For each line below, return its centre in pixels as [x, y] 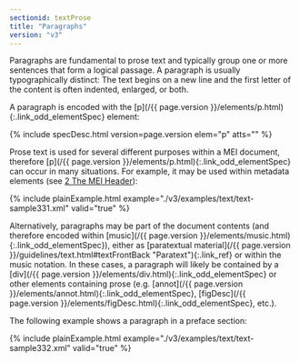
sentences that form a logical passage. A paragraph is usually [125, 70]
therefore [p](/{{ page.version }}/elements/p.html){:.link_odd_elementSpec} [150, 162]
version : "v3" [36, 35]
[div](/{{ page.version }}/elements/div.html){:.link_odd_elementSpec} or [143, 275]
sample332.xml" [40, 348]
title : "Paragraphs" [49, 26]
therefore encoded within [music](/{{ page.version [104, 236]
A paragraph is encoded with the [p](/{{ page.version [109, 107]
